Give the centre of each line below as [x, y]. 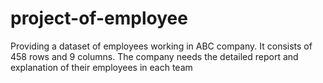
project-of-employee [99, 18]
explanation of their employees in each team [101, 67]
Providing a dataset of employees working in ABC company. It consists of [161, 46]
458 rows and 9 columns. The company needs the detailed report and [154, 56]
